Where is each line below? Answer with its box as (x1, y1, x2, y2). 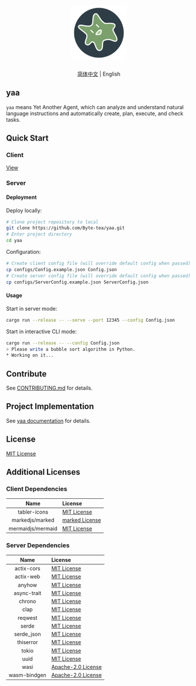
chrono (18, 598, 36, 605)
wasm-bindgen (8, 672, 46, 679)
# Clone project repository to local (6, 219, 99, 225)
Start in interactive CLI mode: (6, 328, 77, 335)
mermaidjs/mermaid (8, 525, 58, 532)
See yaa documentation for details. (6, 417, 91, 424)
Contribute (6, 368, 47, 379)
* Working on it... (6, 352, 54, 358)
